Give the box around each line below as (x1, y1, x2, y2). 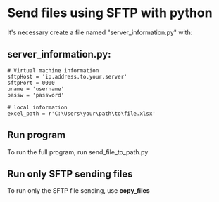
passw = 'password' (7, 91, 65, 99)
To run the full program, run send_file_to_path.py (7, 147, 149, 156)
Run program (7, 129, 65, 141)
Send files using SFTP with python (7, 5, 213, 21)
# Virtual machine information (7, 67, 99, 74)
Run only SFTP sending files (7, 168, 133, 180)
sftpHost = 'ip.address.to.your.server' (7, 73, 128, 80)
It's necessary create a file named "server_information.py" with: (7, 28, 193, 36)
